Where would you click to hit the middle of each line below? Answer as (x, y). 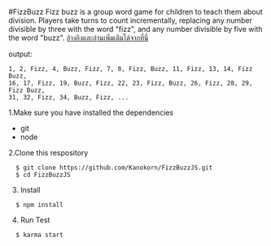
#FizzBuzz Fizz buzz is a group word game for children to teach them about (135, 12)
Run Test (35, 220)
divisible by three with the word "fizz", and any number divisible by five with (135, 29)
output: (20, 54)
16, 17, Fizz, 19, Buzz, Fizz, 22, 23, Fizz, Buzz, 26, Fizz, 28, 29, (131, 83)
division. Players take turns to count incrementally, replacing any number (131, 20)
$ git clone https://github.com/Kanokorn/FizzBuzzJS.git (114, 168)
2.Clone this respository (48, 153)
